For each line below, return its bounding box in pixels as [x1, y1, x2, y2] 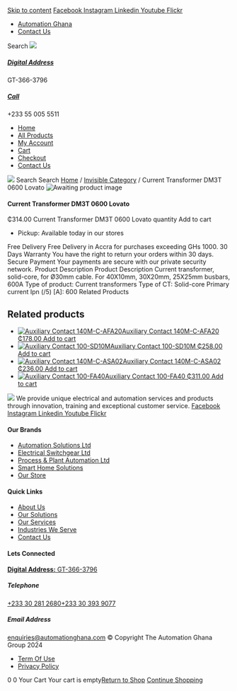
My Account [17, 138, 54, 147]
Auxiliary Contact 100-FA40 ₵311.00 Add [105, 371, 224, 381]
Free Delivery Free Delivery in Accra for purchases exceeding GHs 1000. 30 [7, 243, 228, 251]
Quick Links [7, 487, 43, 496]
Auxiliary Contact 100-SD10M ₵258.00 [110, 342, 223, 350]
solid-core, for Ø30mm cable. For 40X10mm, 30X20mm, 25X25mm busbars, [7, 272, 231, 281]
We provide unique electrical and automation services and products [16, 394, 214, 402]
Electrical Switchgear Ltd [17, 448, 91, 457]
